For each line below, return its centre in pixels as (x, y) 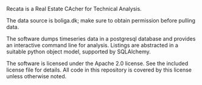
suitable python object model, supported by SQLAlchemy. (78, 52)
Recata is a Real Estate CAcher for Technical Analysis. (74, 9)
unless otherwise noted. (37, 76)
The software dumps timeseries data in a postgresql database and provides (101, 39)
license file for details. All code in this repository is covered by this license (99, 70)
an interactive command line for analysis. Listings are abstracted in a (92, 45)
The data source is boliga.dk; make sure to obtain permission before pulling (101, 20)
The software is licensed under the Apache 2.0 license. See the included (97, 63)
